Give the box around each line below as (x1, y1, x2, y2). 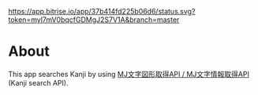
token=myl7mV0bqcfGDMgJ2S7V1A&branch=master (8, 15, 180, 24)
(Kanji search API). (8, 78, 69, 87)
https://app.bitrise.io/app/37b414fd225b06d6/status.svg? (8, 7, 196, 16)
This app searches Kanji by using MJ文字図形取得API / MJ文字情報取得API (8, 69, 250, 79)
